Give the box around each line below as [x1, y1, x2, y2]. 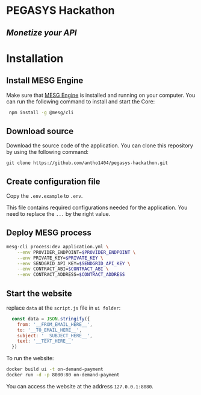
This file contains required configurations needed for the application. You [6, 204, 188, 211]
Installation [6, 52, 64, 65]
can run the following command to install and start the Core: [6, 97, 155, 105]
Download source [6, 126, 74, 136]
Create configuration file [6, 176, 100, 186]
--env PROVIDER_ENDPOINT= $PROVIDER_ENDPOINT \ [17, 249, 136, 256]
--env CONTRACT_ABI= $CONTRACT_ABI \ [17, 266, 110, 272]
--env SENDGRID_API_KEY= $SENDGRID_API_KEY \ [17, 260, 131, 266]
